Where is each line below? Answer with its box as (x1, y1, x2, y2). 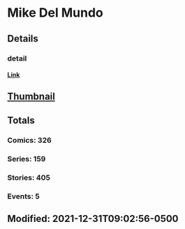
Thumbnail (7, 90, 56, 102)
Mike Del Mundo (7, 5, 103, 21)
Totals (7, 114, 35, 126)
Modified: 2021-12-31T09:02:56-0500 (7, 212, 179, 224)
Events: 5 (7, 191, 40, 201)
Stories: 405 (7, 173, 51, 182)
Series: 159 (7, 154, 46, 164)
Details (7, 33, 38, 45)
